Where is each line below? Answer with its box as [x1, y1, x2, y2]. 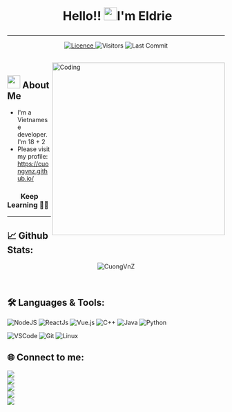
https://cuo [17, 159, 49, 168]
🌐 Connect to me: [7, 352, 84, 364]
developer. [17, 130, 48, 138]
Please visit [17, 145, 50, 153]
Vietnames [17, 116, 48, 124]
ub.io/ [17, 175, 35, 182]
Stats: [7, 244, 34, 255]
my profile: [17, 153, 48, 160]
